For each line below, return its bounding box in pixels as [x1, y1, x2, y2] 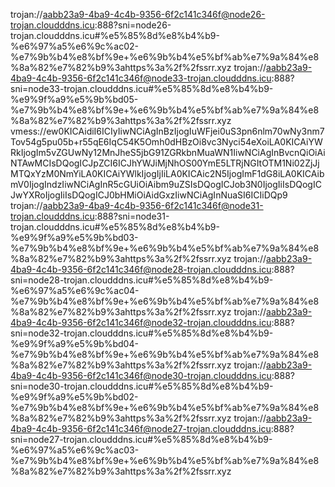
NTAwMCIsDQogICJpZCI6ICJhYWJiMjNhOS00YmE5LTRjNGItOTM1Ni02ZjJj [10, 157, 320, 169]
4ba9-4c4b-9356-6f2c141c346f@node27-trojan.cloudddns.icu [10, 423, 272, 434]
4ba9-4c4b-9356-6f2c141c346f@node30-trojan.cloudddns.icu [10, 370, 272, 381]
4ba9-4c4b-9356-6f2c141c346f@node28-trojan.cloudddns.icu [10, 264, 272, 275]
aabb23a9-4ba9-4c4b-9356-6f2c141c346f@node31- [42, 200, 264, 211]
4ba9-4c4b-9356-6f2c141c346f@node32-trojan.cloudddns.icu [10, 317, 272, 328]
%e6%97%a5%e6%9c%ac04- [10, 285, 140, 296]
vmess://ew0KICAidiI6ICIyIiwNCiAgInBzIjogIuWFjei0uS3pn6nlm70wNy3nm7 [10, 125, 325, 137]
